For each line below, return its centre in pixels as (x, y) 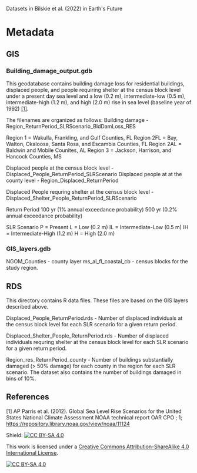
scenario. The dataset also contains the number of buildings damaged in (94, 372)
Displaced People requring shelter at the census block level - (80, 191)
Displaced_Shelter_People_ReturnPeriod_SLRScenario (71, 198)
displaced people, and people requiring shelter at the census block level (94, 90)
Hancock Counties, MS (34, 156)
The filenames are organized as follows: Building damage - (77, 120)
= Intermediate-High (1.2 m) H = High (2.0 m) (61, 233)
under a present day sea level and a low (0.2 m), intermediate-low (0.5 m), (96, 96)
